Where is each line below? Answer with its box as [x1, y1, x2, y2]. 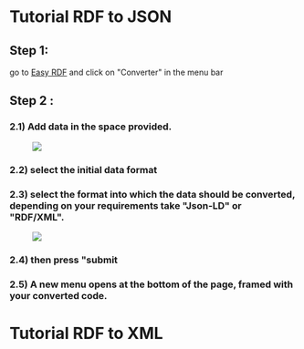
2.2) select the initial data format [9, 163, 158, 176]
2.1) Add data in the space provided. [9, 120, 173, 133]
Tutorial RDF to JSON [9, 6, 172, 27]
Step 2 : [9, 93, 55, 108]
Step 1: [9, 43, 49, 58]
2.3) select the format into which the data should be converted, [9, 188, 296, 200]
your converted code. [9, 289, 108, 302]
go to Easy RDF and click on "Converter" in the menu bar [9, 67, 224, 77]
